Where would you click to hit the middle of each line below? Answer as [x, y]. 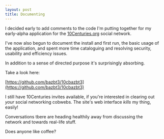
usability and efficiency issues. [36, 53]
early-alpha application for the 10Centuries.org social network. [68, 33]
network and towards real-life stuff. [41, 122]
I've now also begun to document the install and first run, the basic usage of [82, 43]
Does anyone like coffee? [31, 131]
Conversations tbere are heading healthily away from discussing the [74, 116]
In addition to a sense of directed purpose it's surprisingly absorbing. [75, 63]
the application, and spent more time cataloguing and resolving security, [78, 48]
